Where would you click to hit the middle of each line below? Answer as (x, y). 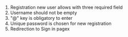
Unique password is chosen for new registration (61, 23)
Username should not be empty (44, 13)
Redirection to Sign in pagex (40, 29)
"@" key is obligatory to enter (41, 18)
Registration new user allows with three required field (66, 7)
